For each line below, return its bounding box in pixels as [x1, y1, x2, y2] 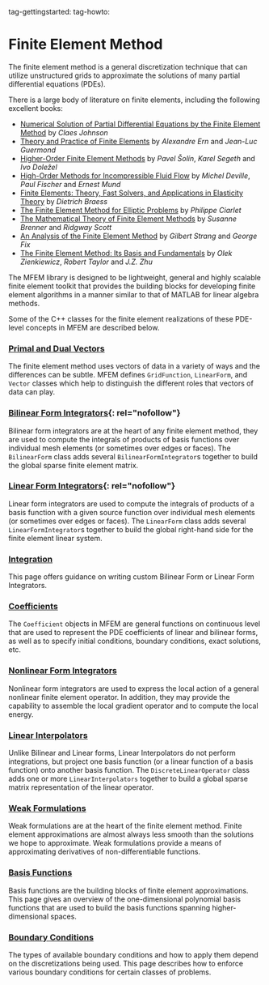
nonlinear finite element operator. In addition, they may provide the [8, 692, 230, 701]
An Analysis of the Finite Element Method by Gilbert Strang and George [19, 231, 258, 241]
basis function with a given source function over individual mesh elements [8, 507, 256, 517]
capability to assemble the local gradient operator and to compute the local [8, 701, 258, 710]
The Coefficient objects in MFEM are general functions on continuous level [8, 619, 261, 629]
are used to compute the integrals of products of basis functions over [8, 434, 240, 444]
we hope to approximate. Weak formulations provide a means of [8, 838, 222, 848]
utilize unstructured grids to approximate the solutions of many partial [8, 70, 241, 80]
